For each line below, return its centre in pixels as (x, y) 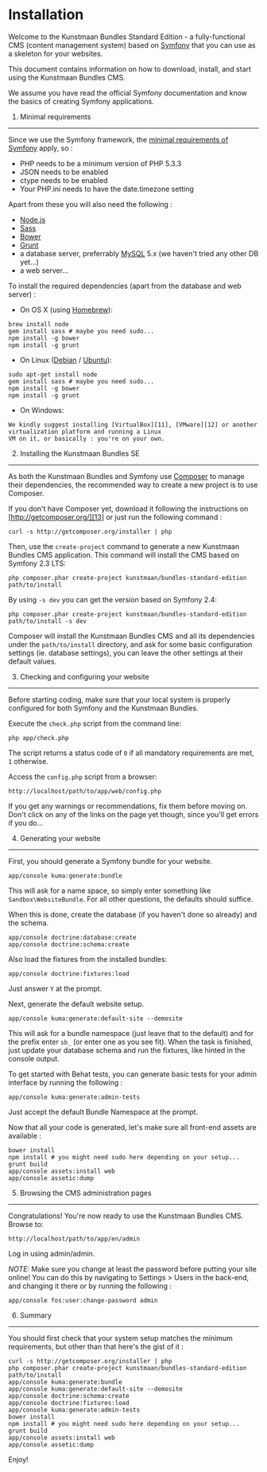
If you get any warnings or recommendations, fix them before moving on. (128, 806)
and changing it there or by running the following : (90, 1286)
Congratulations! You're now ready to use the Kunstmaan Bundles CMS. (126, 1216)
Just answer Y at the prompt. (55, 988)
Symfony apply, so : (41, 148)
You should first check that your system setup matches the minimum (120, 1338)
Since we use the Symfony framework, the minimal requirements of (118, 139)
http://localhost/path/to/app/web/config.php (85, 791)
